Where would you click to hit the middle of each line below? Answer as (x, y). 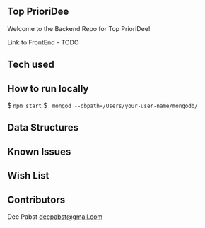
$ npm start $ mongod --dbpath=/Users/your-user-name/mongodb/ (102, 106)
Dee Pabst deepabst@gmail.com (55, 217)
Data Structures (43, 127)
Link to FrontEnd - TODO (43, 42)
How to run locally (48, 89)
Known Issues (39, 151)
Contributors (36, 199)
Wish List (28, 176)
